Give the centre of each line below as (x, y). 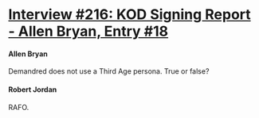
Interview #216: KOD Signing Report (129, 15)
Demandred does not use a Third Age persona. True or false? (109, 71)
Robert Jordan (33, 89)
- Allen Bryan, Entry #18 (88, 31)
